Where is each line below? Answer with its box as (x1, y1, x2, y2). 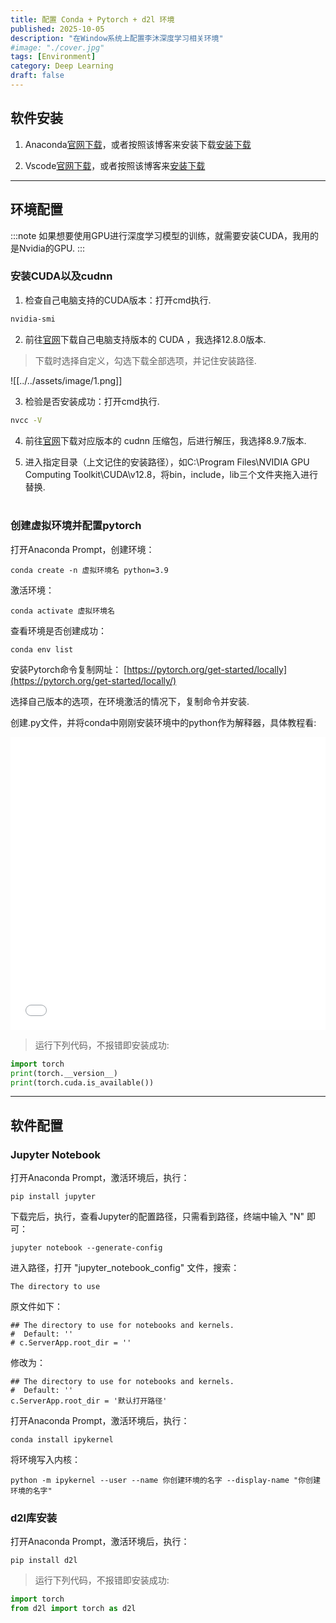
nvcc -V (10, 415, 43, 425)
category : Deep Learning (10, 61, 114, 71)
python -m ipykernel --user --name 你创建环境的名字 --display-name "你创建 (10, 1476, 321, 1486)
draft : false (10, 71, 65, 81)
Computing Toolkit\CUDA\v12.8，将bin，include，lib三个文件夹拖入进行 (24, 468, 318, 480)
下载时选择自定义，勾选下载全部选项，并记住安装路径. (34, 354, 257, 366)
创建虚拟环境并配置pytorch (10, 519, 142, 533)
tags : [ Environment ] (10, 52, 97, 62)
